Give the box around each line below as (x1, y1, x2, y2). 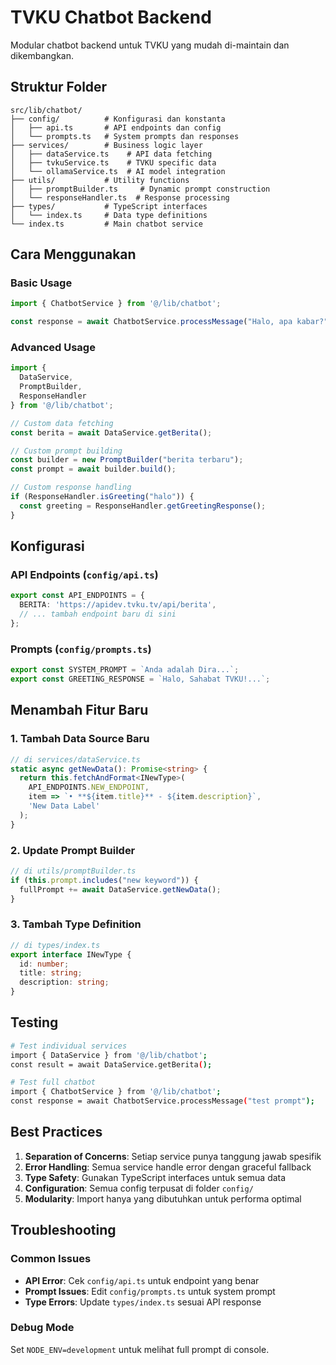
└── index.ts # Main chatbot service (10, 219, 203, 229)
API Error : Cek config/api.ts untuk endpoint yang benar (24, 1274, 260, 1286)
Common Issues (10, 1252, 92, 1266)
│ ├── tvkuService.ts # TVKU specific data (10, 157, 217, 168)
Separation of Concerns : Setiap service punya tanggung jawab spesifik (24, 1150, 322, 1162)
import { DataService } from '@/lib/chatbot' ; (10, 1050, 208, 1060)
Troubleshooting (10, 1222, 117, 1239)
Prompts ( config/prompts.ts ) (10, 642, 152, 656)
